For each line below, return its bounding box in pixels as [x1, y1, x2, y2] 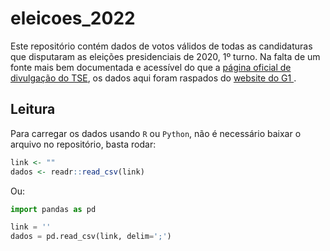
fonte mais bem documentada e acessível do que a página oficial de [10, 61, 292, 73]
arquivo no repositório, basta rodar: [10, 138, 157, 150]
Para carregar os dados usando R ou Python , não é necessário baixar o [10, 127, 302, 139]
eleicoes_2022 [10, 7, 136, 30]
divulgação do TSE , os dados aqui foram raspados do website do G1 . [10, 72, 297, 84]
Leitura [10, 101, 56, 118]
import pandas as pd [10, 204, 97, 214]
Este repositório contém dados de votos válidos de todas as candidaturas [10, 40, 313, 52]
